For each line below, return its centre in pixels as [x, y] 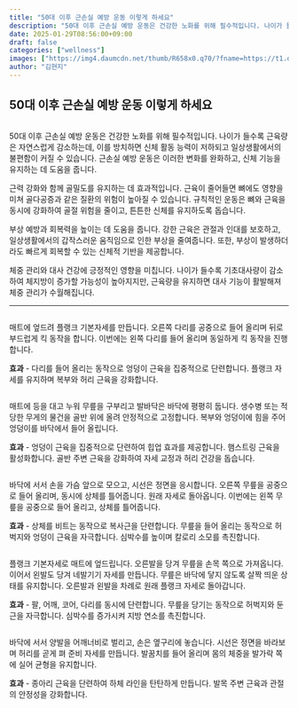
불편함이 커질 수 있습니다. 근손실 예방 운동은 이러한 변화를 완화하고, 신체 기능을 [145, 158]
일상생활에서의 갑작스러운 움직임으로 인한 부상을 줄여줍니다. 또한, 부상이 [133, 240]
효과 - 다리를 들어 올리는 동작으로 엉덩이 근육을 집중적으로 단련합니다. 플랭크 [141, 368]
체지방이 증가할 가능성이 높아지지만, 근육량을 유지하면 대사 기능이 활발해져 [153, 281]
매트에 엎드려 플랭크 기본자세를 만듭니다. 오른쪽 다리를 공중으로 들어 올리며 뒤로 [146, 327]
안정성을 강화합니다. [53, 694]
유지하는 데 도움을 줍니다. [53, 169]
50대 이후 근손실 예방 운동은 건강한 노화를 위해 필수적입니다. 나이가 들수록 [137, 136]
